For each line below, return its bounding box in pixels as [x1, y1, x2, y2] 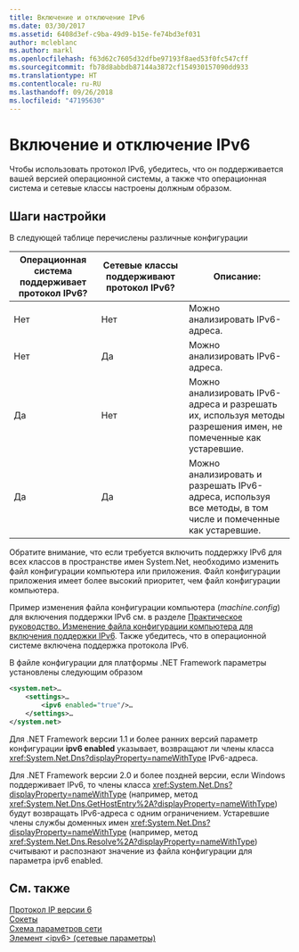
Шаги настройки [9, 209, 107, 224]
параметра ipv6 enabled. [9, 855, 104, 865]
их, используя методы [188, 410, 286, 422]
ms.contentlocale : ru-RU [9, 79, 101, 88]
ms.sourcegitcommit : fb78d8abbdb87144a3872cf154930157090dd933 [9, 63, 249, 72]
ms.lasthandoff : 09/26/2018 [9, 87, 114, 96]
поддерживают [105, 270, 175, 283]
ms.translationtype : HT [9, 71, 98, 80]
